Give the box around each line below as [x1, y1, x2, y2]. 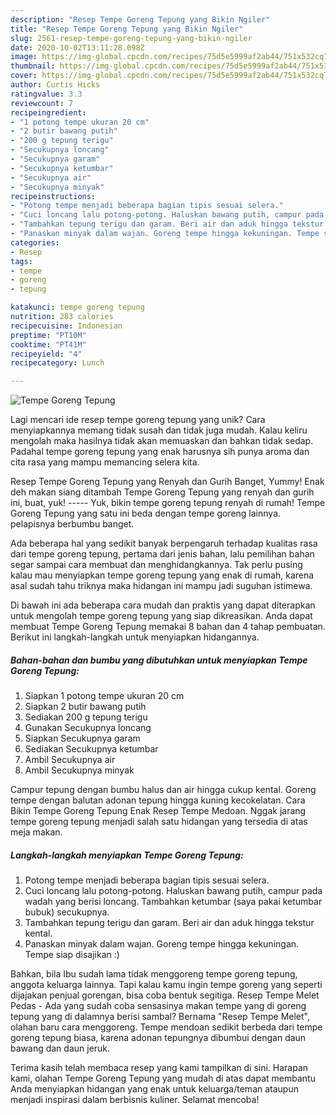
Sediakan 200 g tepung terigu [24, 711, 148, 723]
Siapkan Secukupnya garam [24, 732, 141, 745]
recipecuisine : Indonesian [10, 321, 123, 331]
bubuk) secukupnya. [24, 906, 110, 918]
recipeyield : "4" [10, 349, 83, 359]
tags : [10, 256, 33, 266]
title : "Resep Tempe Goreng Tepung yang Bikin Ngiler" [10, 24, 244, 34]
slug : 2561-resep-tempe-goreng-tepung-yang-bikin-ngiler [10, 33, 253, 43]
